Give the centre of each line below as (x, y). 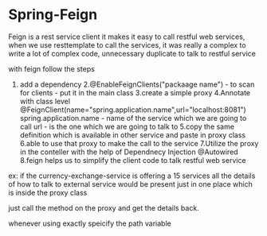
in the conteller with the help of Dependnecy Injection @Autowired (129, 152)
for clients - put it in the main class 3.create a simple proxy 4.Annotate (135, 92)
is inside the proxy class (48, 192)
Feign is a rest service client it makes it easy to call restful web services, (127, 37)
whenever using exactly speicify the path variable (90, 223)
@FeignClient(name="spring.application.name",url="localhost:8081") (133, 110)
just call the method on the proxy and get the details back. (104, 207)
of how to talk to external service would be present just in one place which (130, 184)
